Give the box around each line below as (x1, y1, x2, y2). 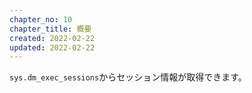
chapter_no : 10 (9, 14, 73, 25)
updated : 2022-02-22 (9, 42, 96, 53)
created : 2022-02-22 (9, 33, 96, 43)
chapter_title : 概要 (9, 24, 92, 34)
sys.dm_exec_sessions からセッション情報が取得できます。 (9, 71, 247, 83)
